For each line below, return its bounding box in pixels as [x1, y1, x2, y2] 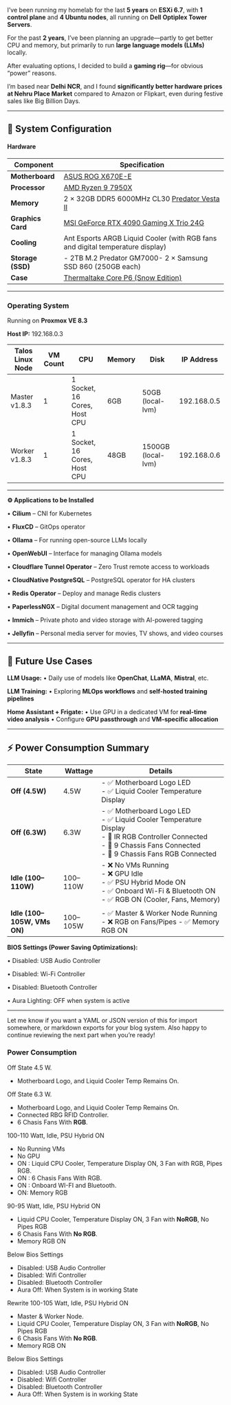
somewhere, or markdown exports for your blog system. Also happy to [7, 1024, 208, 1032]
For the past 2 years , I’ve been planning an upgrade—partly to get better [7, 34, 213, 42]
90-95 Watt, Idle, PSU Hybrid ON [7, 1202, 101, 1210]
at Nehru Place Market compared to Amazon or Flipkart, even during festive [7, 89, 223, 98]
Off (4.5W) [10, 786, 47, 796]
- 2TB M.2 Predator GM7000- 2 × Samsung [63, 253, 208, 263]
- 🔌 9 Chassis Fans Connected [101, 840, 201, 850]
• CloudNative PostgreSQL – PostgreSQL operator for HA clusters [7, 575, 195, 584]
